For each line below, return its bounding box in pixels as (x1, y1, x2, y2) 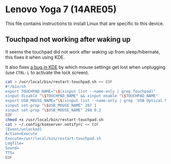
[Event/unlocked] (5, 126, 42, 132)
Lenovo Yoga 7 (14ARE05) (5, 4, 117, 15)
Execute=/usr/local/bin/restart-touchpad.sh (5, 136, 101, 141)
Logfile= (5, 141, 24, 146)
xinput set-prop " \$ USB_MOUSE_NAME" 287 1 (5, 103, 97, 108)
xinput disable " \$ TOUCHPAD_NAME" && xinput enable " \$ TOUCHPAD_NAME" (5, 93, 158, 99)
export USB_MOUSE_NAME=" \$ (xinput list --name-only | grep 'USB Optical (5, 98, 163, 103)
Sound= (5, 146, 19, 151)
